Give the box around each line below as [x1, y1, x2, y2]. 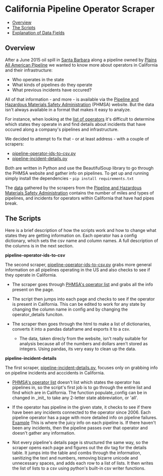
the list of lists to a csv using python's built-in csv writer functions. [12, 465, 146, 471]
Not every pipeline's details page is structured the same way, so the [12, 439, 148, 445]
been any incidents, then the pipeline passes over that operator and [12, 424, 148, 431]
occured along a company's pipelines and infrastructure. [5, 126, 119, 132]
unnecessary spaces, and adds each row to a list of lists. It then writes [12, 460, 153, 466]
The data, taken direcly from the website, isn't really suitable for [19, 335, 147, 341]
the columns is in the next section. [5, 243, 74, 248]
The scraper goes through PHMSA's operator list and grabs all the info [12, 281, 153, 287]
